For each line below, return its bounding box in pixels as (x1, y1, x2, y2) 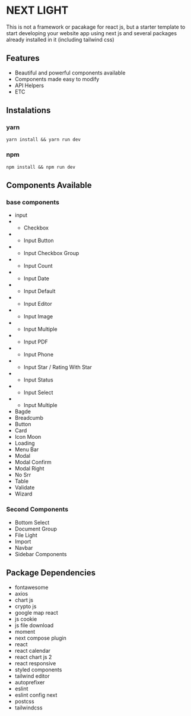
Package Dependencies (6, 568, 96, 578)
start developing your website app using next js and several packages (6, 29, 177, 36)
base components (6, 198, 59, 206)
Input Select (23, 389, 53, 396)
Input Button (23, 237, 55, 244)
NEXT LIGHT (6, 4, 69, 17)
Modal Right (14, 465, 44, 472)
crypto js (14, 603, 37, 610)
